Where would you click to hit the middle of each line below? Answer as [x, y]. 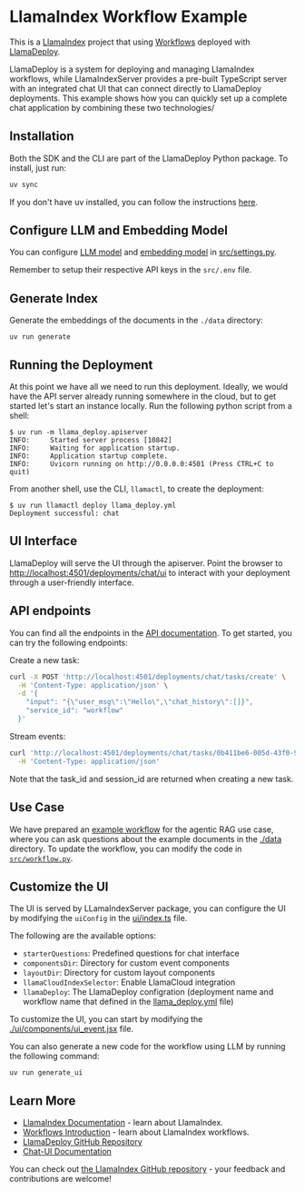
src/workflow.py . [41, 858]
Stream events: [38, 736]
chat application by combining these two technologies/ [112, 107]
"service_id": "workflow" [75, 710]
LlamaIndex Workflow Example [128, 17]
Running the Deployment [81, 365]
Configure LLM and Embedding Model [119, 230]
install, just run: [38, 168]
